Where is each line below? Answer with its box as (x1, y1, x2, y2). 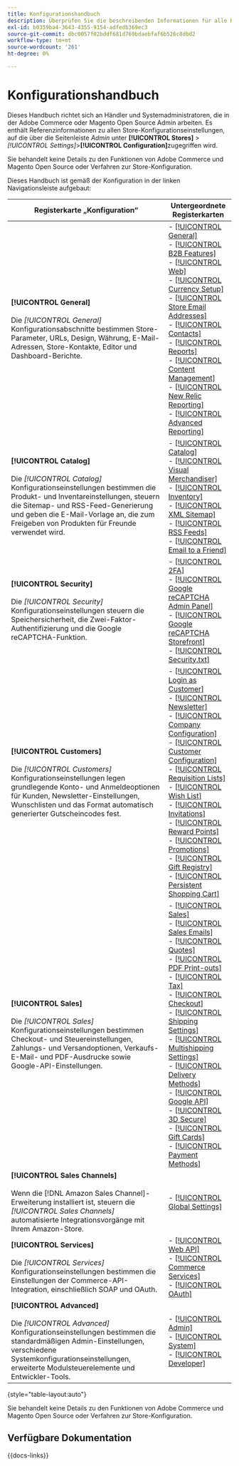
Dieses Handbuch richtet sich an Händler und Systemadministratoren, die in (7, 110, 230, 119)
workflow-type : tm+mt (7, 37, 72, 44)
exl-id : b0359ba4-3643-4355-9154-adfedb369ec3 (7, 24, 148, 31)
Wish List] (168, 790, 202, 800)
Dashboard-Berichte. (11, 351, 83, 361)
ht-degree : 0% (7, 51, 50, 58)
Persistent (168, 879, 203, 889)
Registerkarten (172, 210, 224, 220)
